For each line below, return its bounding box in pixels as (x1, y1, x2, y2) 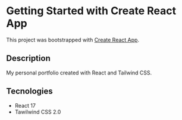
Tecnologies (6, 86, 53, 96)
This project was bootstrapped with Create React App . (6, 36, 140, 43)
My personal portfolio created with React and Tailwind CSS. (6, 69, 152, 76)
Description (6, 53, 51, 63)
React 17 (14, 102, 36, 109)
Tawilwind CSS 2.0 (14, 108, 61, 115)
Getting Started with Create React (6, 4, 177, 18)
